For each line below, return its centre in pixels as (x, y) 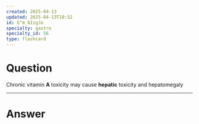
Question (29, 68)
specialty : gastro (29, 28)
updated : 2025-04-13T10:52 (39, 17)
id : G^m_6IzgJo (25, 22)
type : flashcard (26, 39)
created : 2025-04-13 (32, 12)
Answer (26, 114)
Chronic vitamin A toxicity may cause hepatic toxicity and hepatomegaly (95, 84)
